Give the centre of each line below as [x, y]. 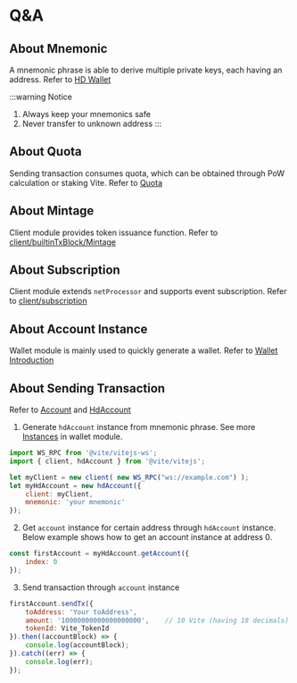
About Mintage [52, 211]
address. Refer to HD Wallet [60, 80]
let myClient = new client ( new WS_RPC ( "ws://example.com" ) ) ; [129, 477]
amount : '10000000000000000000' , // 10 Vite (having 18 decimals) [157, 620]
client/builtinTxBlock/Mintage [63, 241]
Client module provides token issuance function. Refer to [114, 232]
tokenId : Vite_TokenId [67, 628]
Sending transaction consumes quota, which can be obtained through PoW [147, 173]
